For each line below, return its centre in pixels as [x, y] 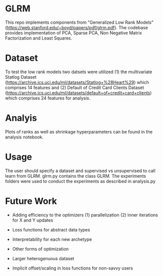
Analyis [21, 118]
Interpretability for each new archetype [52, 239]
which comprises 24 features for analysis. [48, 98]
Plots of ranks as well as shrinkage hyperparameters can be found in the [79, 132]
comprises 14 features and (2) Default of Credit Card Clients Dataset [75, 88]
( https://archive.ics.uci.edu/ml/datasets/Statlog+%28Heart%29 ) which [77, 82]
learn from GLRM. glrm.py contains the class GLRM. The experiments [76, 176]
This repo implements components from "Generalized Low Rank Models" [80, 22]
